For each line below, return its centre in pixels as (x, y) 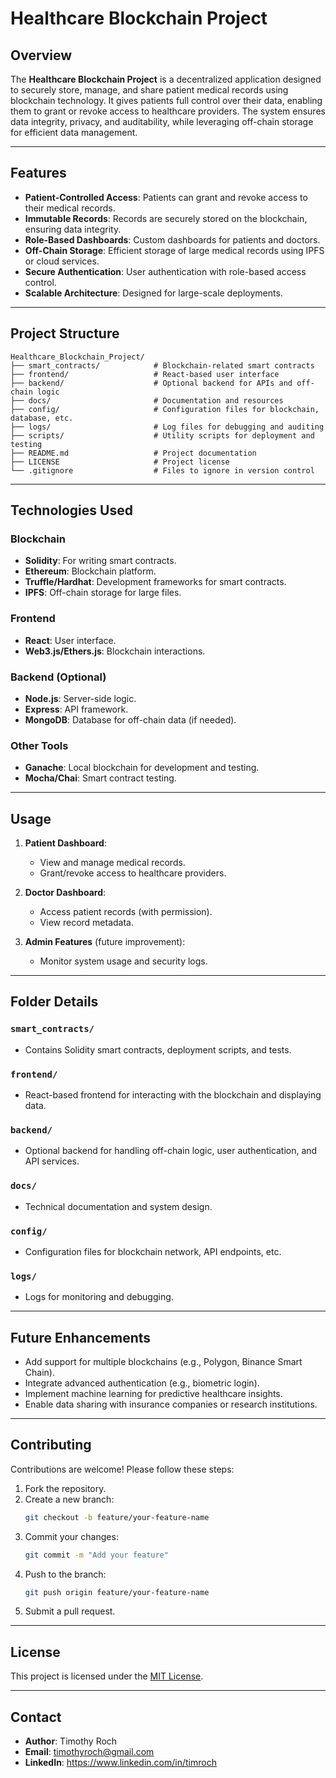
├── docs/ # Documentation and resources (147, 400)
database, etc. (42, 418)
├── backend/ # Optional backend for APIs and (151, 383)
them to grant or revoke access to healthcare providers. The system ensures (168, 111)
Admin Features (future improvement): (105, 942)
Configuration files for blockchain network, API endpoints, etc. (153, 1251)
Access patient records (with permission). (126, 912)
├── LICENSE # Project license (120, 462)
